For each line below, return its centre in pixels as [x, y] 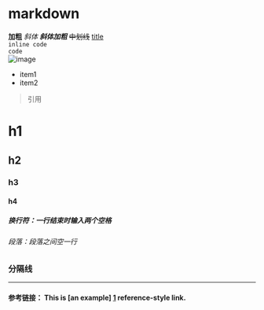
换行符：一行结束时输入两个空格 [60, 220]
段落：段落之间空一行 [42, 242]
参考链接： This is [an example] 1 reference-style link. [97, 297]
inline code [27, 44]
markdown [44, 14]
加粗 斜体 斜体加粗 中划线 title [56, 36]
